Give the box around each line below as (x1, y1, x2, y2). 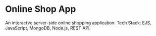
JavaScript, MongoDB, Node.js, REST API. (5, 25, 91, 31)
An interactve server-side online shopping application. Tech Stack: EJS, (5, 20, 152, 26)
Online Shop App (5, 3, 76, 15)
